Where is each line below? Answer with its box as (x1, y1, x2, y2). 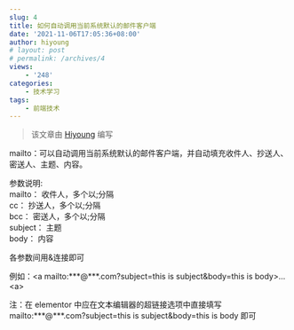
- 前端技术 (25, 104, 60, 113)
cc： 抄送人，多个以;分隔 (9, 200, 101, 211)
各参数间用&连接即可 (9, 252, 85, 263)
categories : (9, 79, 53, 88)
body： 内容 (9, 233, 54, 244)
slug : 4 (9, 12, 38, 22)
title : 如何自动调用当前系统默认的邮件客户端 (9, 21, 157, 30)
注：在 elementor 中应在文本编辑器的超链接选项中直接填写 (9, 299, 222, 310)
